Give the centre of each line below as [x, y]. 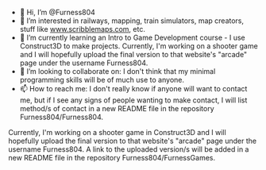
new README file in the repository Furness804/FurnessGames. [112, 158]
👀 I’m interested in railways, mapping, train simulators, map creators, [132, 21]
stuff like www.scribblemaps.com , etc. [82, 29]
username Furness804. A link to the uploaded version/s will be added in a [129, 149]
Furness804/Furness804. [62, 117]
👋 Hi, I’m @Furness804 [57, 12]
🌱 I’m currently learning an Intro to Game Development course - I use [132, 37]
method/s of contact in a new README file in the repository [117, 108]
